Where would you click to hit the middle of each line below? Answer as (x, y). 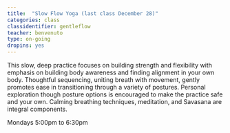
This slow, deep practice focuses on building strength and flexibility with (109, 65)
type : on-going (29, 39)
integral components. (37, 109)
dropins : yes (26, 45)
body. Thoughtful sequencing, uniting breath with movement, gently (103, 80)
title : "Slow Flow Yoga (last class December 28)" (83, 13)
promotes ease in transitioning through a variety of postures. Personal (106, 87)
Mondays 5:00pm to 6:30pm (48, 122)
